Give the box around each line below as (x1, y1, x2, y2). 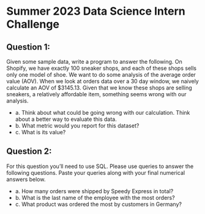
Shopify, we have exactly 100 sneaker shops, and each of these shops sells (6, 64, 197, 72)
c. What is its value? (15, 129, 66, 136)
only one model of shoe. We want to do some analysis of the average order (6, 71, 196, 78)
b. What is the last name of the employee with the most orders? (15, 194, 176, 201)
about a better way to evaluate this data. (15, 115, 117, 123)
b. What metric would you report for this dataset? (15, 122, 140, 129)
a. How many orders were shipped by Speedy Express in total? (15, 187, 174, 194)
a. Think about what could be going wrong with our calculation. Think (15, 109, 190, 116)
